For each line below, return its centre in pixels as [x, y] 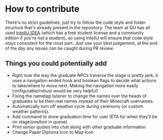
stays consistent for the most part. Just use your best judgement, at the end [81, 43]
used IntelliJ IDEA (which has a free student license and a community [74, 33]
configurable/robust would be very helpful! [55, 90]
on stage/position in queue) [40, 122]
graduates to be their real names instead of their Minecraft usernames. [83, 101]
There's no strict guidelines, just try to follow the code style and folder [75, 22]
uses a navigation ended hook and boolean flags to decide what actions [84, 80]
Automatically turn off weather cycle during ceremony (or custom [78, 106]
